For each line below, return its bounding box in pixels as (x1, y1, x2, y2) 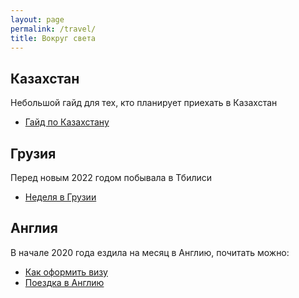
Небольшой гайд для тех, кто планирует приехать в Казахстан (10, 97, 278, 109)
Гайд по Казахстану (24, 116, 110, 128)
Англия (10, 220, 58, 237)
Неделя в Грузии (24, 191, 97, 203)
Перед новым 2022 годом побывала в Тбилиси (10, 172, 213, 183)
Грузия (10, 145, 57, 162)
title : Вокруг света (10, 33, 97, 43)
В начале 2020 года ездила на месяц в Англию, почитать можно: (10, 246, 290, 258)
